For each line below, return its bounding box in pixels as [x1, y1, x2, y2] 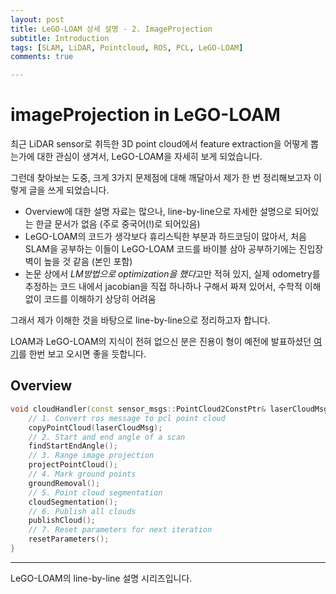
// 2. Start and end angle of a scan [28, 432, 186, 442]
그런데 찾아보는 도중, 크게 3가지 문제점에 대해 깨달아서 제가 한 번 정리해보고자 [10, 172, 312, 184]
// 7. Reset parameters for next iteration [28, 525, 213, 535]
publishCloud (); [28, 516, 97, 526]
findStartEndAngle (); [28, 441, 118, 451]
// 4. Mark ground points [28, 469, 137, 479]
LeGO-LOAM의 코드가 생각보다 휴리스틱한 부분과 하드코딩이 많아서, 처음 [24, 231, 307, 243]
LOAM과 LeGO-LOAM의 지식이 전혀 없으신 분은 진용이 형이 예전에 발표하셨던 [10, 336, 312, 348]
